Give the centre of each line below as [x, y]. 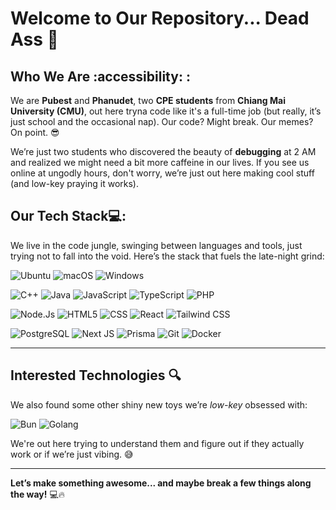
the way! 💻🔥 [38, 494]
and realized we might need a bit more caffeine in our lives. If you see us [160, 162]
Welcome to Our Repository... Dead [160, 18]
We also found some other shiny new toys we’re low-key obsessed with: [159, 404]
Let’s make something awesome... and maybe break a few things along [161, 483]
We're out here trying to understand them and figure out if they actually [157, 443]
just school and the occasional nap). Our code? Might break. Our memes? [162, 121]
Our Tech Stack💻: [68, 216]
